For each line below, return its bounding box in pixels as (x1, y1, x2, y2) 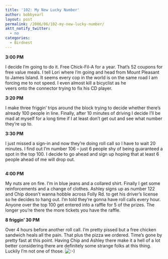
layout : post (5, 17, 33, 22)
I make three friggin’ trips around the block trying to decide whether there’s (5, 104, 161, 111)
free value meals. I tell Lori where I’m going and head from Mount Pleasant (5, 69, 159, 75)
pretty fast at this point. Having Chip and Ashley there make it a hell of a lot (5, 237, 160, 243)
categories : (5, 36, 30, 41)
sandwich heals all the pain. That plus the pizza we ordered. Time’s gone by (5, 232, 162, 238)
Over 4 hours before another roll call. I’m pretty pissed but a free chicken (5, 226, 156, 232)
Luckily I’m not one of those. (5, 248, 64, 254)
